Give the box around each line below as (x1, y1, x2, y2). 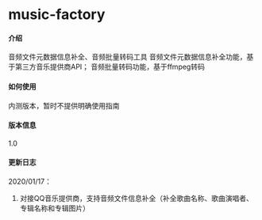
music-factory (8, 6, 106, 24)
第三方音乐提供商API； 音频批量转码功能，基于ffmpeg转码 (14, 62, 205, 72)
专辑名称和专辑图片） (19, 203, 90, 213)
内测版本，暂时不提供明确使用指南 (8, 101, 120, 110)
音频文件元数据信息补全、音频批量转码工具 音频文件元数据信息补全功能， (8, 52, 247, 62)
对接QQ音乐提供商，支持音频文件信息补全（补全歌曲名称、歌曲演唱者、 (19, 194, 254, 203)
